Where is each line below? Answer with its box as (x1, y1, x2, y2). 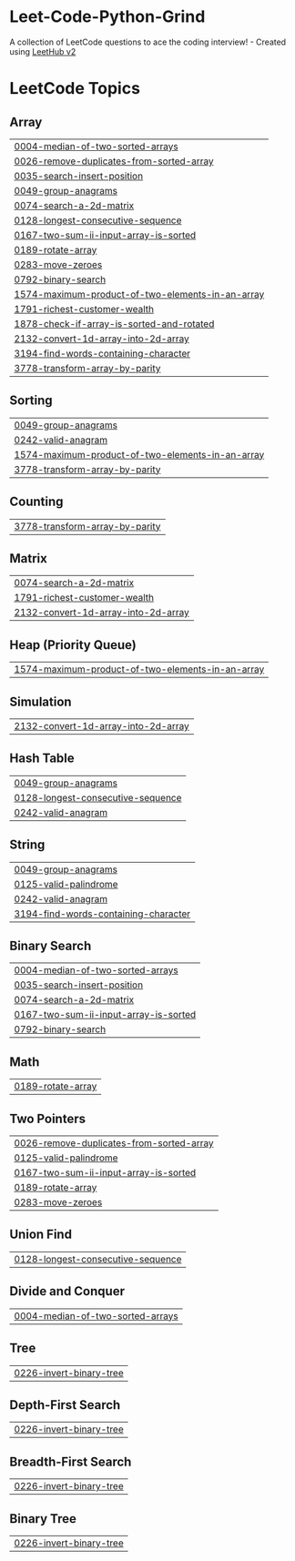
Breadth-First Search (9, 1454, 132, 1469)
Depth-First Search (9, 1397, 121, 1413)
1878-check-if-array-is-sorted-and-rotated (14, 317, 215, 329)
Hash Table (9, 751, 75, 766)
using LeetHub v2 (9, 46, 76, 56)
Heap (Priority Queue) (9, 637, 137, 653)
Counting (9, 494, 64, 510)
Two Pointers (9, 1110, 86, 1126)
